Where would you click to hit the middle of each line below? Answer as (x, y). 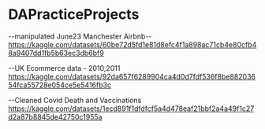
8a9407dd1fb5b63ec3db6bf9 (56, 53)
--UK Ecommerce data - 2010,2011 (64, 68)
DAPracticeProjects (74, 15)
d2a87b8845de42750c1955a (55, 116)
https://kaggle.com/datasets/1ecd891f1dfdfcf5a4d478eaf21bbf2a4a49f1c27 (131, 109)
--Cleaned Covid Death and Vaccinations (75, 100)
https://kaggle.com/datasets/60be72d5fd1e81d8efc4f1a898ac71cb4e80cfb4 (132, 44)
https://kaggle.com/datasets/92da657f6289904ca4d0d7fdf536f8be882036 (132, 76)
